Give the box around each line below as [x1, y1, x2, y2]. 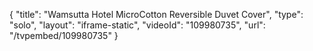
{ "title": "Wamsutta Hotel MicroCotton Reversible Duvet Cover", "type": [9, 9, 304, 20]
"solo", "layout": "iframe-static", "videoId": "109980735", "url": [9, 19, 266, 31]
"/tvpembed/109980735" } [9, 30, 119, 41]
